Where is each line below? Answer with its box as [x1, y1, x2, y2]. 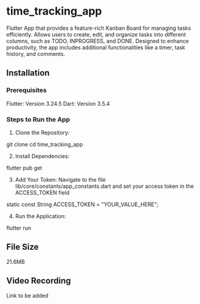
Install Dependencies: [15, 152, 70, 159]
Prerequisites [6, 86, 47, 95]
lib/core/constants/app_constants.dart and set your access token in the [15, 182, 195, 190]
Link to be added [6, 292, 49, 299]
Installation [6, 68, 50, 78]
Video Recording [6, 275, 71, 286]
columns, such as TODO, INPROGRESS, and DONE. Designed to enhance [6, 37, 190, 44]
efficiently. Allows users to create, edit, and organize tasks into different [6, 30, 187, 38]
